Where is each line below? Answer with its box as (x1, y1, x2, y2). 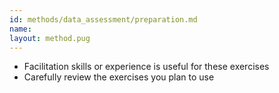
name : (9, 24, 32, 34)
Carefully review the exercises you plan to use (23, 71, 215, 83)
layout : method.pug (9, 33, 91, 43)
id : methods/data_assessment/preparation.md (9, 14, 198, 25)
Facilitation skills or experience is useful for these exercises (23, 61, 270, 73)
